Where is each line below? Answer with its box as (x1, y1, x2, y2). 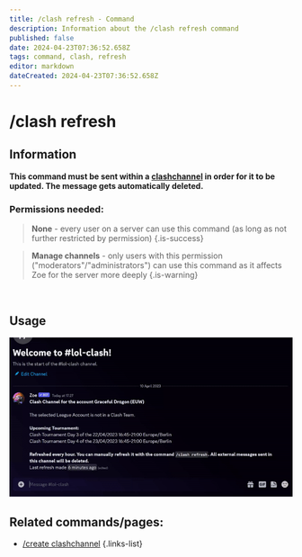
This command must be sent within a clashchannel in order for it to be (9, 171, 276, 182)
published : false (9, 33, 75, 42)
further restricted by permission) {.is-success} (31, 233, 204, 244)
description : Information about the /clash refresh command (9, 23, 240, 33)
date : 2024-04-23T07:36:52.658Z (9, 43, 130, 52)
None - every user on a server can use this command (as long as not (31, 223, 288, 234)
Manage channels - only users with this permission (31, 250, 223, 261)
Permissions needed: (9, 202, 104, 215)
